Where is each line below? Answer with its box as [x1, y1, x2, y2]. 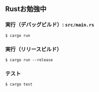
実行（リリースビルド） [5, 45, 62, 53]
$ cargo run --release [5, 57, 53, 62]
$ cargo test [5, 82, 33, 87]
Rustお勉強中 [5, 5, 47, 14]
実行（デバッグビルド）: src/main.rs [5, 21, 94, 28]
